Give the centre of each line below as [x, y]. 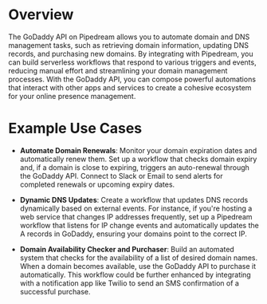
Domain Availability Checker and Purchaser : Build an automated [127, 249]
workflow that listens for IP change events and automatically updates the [139, 225]
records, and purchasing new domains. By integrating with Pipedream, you [131, 53]
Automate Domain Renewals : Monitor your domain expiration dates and [138, 150]
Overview [41, 15]
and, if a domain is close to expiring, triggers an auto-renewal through [134, 167]
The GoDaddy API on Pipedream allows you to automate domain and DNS [129, 37]
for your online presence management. [72, 96]
